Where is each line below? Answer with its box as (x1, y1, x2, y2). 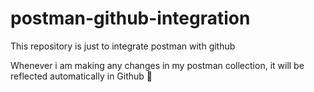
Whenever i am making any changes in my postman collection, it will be (10, 59, 305, 71)
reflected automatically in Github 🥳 (10, 70, 153, 82)
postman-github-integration (10, 7, 251, 30)
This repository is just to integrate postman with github (10, 40, 236, 52)
